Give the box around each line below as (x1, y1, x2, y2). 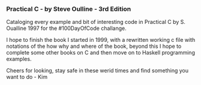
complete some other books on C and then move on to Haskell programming (6, 49, 195, 56)
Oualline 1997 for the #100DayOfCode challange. (6, 25, 127, 32)
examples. (6, 56, 32, 63)
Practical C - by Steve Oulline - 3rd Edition (6, 5, 131, 13)
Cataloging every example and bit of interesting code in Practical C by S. (6, 19, 186, 26)
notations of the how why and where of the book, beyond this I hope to (6, 42, 182, 50)
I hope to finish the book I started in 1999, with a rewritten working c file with (6, 37, 196, 44)
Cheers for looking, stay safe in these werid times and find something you (6, 67, 189, 74)
